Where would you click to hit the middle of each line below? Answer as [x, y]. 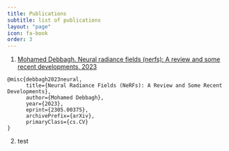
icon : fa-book [28, 33]
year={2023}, [45, 104]
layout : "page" [29, 26]
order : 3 [20, 40]
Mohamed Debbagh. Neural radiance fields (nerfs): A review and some [119, 59]
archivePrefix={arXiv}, [60, 116]
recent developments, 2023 [57, 67]
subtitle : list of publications [54, 20]
